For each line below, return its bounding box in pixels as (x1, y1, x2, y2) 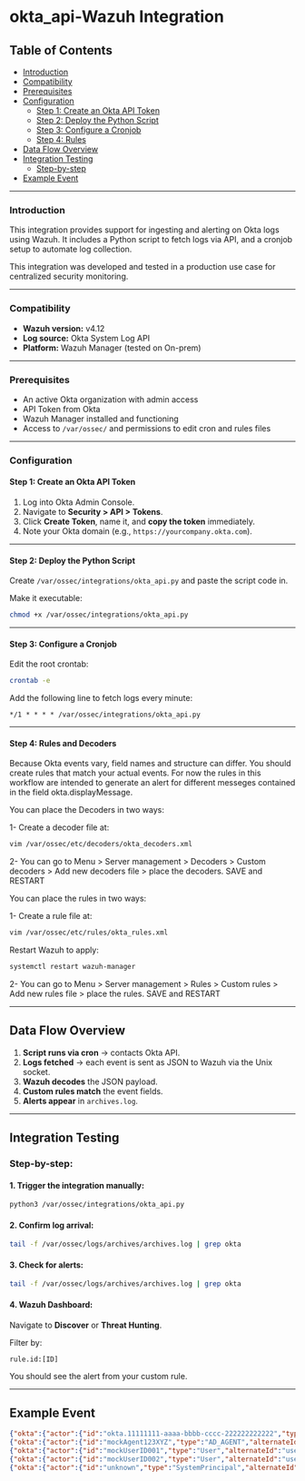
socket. (22, 1066, 51, 1077)
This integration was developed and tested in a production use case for (9, 262, 276, 272)
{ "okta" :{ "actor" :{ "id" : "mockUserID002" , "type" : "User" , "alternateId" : (9, 1455, 282, 1464)
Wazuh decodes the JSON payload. (22, 1076, 159, 1087)
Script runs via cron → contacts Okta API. (22, 1047, 181, 1058)
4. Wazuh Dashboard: (9, 1298, 93, 1309)
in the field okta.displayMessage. (9, 787, 133, 798)
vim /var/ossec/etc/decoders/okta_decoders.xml (9, 840, 193, 849)
